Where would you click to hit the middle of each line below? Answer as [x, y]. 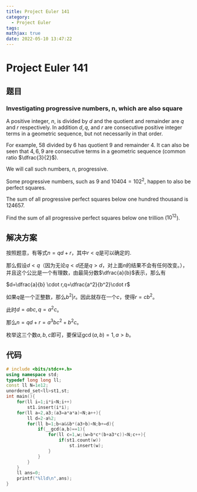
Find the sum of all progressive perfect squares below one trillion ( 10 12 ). [93, 217]
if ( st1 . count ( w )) [80, 440]
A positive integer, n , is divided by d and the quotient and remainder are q [95, 121]
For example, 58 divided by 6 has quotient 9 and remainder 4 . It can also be [98, 145]
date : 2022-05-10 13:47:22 [39, 39]
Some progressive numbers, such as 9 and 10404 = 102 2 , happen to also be [98, 181]
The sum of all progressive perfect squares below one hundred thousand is [97, 199]
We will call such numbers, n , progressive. [57, 169]
